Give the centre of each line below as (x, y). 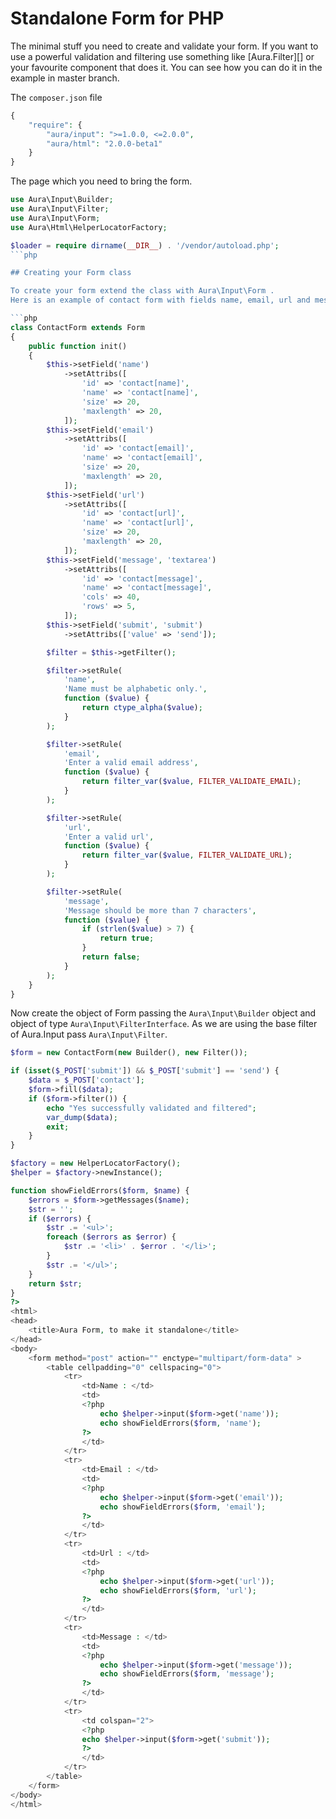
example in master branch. (65, 78)
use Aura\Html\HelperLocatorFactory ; (89, 227)
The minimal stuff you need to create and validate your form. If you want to (164, 46)
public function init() (78, 346)
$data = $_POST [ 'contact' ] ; (86, 1080)
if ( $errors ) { (60, 1218)
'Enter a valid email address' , (131, 763)
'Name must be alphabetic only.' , (135, 689)
